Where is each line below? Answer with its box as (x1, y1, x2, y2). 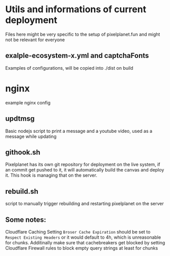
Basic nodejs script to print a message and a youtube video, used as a (5, 128, 153, 134)
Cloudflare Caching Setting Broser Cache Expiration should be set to (5, 229, 151, 235)
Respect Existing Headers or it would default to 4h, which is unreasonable (5, 234, 161, 240)
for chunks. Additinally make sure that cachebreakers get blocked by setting (5, 239, 165, 245)
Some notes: (5, 215, 46, 224)
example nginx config (5, 99, 51, 105)
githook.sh (5, 148, 41, 156)
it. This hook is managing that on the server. (5, 172, 98, 179)
